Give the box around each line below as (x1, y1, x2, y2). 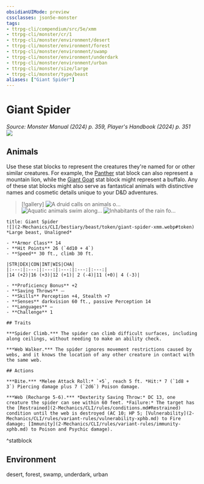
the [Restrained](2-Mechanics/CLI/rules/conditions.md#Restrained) (6, 405, 181, 411)
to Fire (161, 415, 181, 421)
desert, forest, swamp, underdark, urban (6, 471, 108, 478)
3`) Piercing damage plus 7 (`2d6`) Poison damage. (6, 384, 140, 390)
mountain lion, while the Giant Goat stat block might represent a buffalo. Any (6, 176, 198, 183)
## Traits (6, 320, 32, 326)
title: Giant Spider (6, 218, 59, 225)
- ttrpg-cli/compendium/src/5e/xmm (6, 26, 97, 32)
